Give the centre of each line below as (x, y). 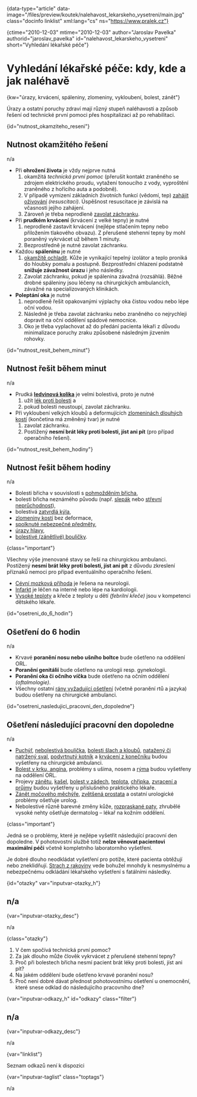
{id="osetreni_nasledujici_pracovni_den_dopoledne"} (71, 706)
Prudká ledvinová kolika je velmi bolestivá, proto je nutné (85, 394)
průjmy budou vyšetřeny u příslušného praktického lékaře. (86, 788)
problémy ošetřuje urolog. (46, 800)
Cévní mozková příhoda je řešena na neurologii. (73, 583)
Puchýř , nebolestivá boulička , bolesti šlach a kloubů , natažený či (93, 750)
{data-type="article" (31, 9)
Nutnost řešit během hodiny (59, 467)
